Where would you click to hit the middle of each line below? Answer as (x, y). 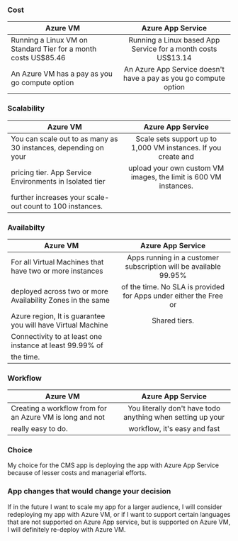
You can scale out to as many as (64, 138)
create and (176, 156)
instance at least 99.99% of (57, 345)
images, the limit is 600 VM (176, 177)
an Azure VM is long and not (58, 418)
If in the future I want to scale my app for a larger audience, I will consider (115, 507)
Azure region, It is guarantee (58, 316)
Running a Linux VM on (50, 40)
